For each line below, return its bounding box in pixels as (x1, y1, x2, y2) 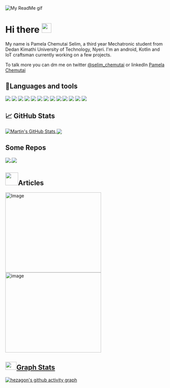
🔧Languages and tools (5, 82, 78, 91)
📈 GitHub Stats (5, 112, 55, 120)
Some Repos (5, 143, 46, 152)
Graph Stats (16, 363, 55, 372)
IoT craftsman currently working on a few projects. (5, 51, 111, 58)
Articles (18, 178, 44, 187)
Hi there (5, 24, 40, 35)
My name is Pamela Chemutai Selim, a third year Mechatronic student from (5, 40, 163, 47)
